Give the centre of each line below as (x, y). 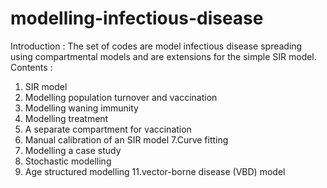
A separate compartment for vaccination (108, 129)
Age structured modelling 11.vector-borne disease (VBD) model (155, 171)
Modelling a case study (73, 150)
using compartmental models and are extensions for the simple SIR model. (163, 56)
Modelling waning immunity (81, 108)
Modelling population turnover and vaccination (121, 97)
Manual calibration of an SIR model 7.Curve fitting (126, 139)
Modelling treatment (66, 118)
